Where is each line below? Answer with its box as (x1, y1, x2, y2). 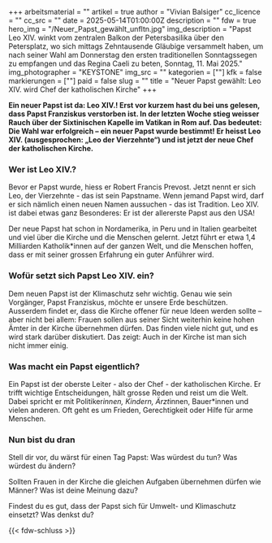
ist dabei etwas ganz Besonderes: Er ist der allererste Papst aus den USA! (8, 208, 256, 218)
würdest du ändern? (8, 461, 76, 471)
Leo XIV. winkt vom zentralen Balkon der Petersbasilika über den (8, 33, 225, 42)
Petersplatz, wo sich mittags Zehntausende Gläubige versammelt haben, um (8, 41, 264, 51)
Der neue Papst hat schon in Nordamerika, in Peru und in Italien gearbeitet (8, 224, 257, 234)
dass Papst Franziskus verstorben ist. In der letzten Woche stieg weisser (8, 109, 260, 119)
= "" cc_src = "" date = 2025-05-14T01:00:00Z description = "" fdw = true (8, 15, 257, 25)
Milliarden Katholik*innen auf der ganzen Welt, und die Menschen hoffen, (8, 241, 254, 251)
